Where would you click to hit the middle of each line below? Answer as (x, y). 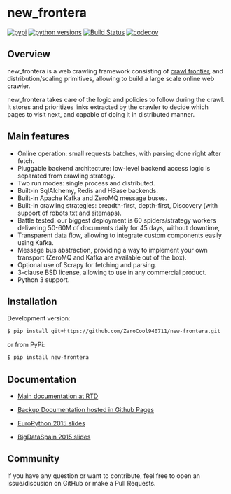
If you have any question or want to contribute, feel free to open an (104, 475)
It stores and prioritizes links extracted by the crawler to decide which (108, 107)
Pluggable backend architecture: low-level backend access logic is (114, 168)
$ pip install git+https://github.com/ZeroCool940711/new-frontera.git (114, 331)
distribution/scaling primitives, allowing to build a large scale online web (111, 78)
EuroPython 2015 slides (51, 423)
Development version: (39, 318)
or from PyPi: (26, 345)
